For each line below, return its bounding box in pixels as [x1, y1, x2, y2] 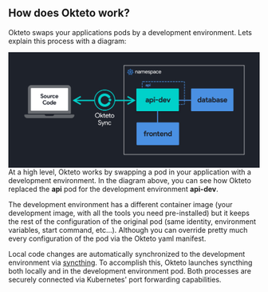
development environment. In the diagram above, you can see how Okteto [8, 175, 251, 185]
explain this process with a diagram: [8, 36, 127, 46]
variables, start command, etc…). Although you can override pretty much [8, 225, 248, 234]
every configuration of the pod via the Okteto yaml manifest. [8, 234, 207, 243]
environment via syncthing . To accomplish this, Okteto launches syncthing [8, 258, 253, 267]
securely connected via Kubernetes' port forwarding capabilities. [8, 274, 222, 284]
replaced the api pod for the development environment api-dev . [8, 184, 219, 194]
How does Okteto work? [8, 6, 130, 20]
